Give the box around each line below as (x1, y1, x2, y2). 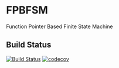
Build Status (6, 40, 52, 50)
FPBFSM (6, 4, 48, 17)
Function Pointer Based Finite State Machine (6, 23, 113, 30)
